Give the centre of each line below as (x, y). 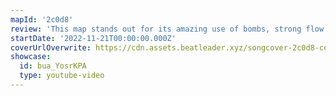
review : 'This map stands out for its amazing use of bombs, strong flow (167, 29)
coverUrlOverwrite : (51, 47)
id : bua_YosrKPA (53, 66)
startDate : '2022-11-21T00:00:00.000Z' (93, 38)
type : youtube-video (62, 76)
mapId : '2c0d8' (42, 19)
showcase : (31, 57)
